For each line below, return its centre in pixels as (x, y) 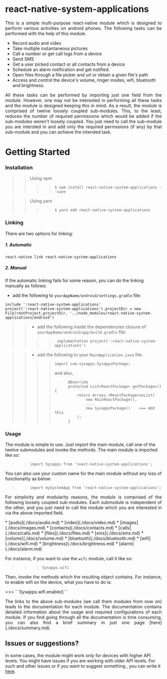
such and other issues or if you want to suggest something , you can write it (83, 666)
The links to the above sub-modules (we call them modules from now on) (83, 601)
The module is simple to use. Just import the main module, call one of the (80, 444)
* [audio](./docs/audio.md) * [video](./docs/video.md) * (62, 522)
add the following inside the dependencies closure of (91, 327)
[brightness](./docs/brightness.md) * (80, 543)
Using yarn (41, 201)
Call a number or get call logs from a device (57, 54)
